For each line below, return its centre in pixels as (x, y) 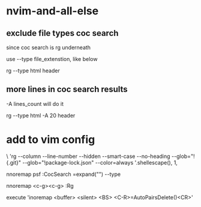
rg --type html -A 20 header (41, 115)
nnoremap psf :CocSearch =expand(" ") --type (64, 174)
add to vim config (51, 139)
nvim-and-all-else (52, 11)
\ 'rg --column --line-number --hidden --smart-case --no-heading (88, 156)
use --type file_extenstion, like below (52, 59)
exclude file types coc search (62, 33)
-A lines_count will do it (35, 103)
